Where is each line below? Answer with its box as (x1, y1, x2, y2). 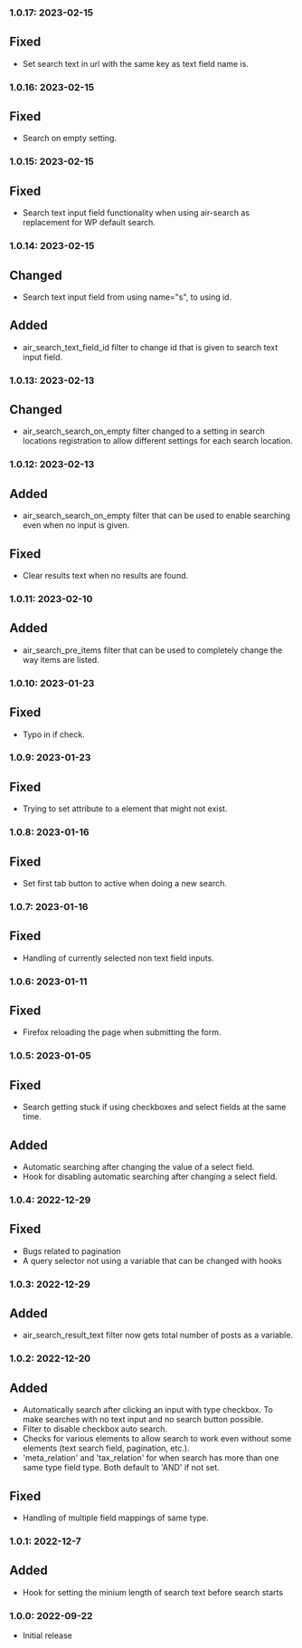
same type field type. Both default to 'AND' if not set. (22, 1462, 220, 1473)
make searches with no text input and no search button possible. (22, 1414, 264, 1425)
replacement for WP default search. (22, 217, 156, 228)
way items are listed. (22, 654, 99, 665)
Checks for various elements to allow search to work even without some (22, 1433, 292, 1444)
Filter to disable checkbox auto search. (22, 1423, 168, 1434)
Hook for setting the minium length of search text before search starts (22, 1586, 283, 1597)
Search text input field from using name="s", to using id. (22, 292, 232, 302)
